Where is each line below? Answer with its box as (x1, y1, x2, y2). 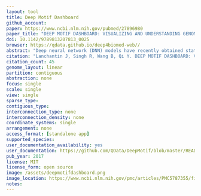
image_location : (6, 176, 47, 182)
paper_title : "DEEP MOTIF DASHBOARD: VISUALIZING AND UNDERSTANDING (6, 31, 181, 37)
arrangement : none (6, 125, 52, 131)
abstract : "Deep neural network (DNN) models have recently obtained (6, 48, 184, 54)
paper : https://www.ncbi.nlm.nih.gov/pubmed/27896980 (6, 25, 144, 32)
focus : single (6, 81, 42, 87)
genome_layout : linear (6, 64, 63, 71)
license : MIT (6, 159, 39, 165)
